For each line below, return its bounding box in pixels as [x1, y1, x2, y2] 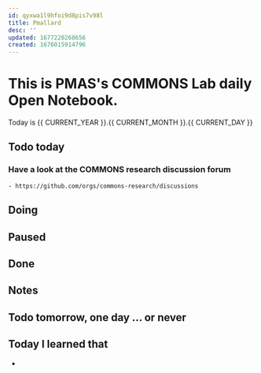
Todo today [8, 140, 65, 154]
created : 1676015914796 [8, 41, 86, 49]
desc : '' [8, 26, 37, 34]
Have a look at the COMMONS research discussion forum [8, 164, 231, 175]
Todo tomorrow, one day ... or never [8, 311, 187, 324]
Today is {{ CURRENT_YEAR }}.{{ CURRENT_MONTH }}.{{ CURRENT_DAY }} [8, 117, 253, 127]
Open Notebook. [8, 91, 118, 110]
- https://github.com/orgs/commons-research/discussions [8, 182, 199, 190]
